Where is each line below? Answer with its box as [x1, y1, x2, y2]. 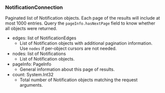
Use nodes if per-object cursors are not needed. [19, 46, 117, 52]
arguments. [19, 82, 43, 88]
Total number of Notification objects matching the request [19, 77, 138, 83]
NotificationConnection [5, 4, 63, 11]
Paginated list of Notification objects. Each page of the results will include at [5, 15, 161, 21]
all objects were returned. [5, 26, 57, 31]
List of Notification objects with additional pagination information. [19, 40, 153, 46]
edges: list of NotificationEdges [12, 35, 77, 41]
